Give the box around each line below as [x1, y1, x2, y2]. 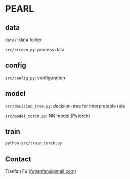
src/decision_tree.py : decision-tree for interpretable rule [5, 102, 125, 109]
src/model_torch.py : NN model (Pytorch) [5, 113, 90, 119]
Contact [5, 155, 31, 163]
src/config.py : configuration [5, 75, 65, 81]
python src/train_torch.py [5, 140, 62, 146]
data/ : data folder [5, 37, 42, 43]
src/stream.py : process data [5, 47, 65, 52]
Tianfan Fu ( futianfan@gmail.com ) [5, 168, 77, 174]
